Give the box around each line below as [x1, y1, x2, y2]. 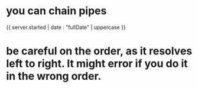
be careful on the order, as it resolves [6, 44, 193, 58]
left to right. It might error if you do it [6, 57, 188, 70]
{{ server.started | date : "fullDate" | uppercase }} [6, 24, 126, 31]
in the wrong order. [6, 70, 102, 83]
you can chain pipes [6, 4, 107, 18]
